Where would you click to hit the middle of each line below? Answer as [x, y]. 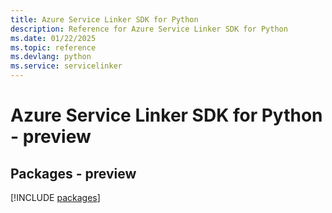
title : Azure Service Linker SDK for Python [104, 19]
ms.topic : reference [53, 47]
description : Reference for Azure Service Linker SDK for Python [149, 29]
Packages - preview [73, 173]
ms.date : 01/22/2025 [53, 38]
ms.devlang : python [51, 57]
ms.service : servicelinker [66, 66]
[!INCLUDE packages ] [55, 197]
